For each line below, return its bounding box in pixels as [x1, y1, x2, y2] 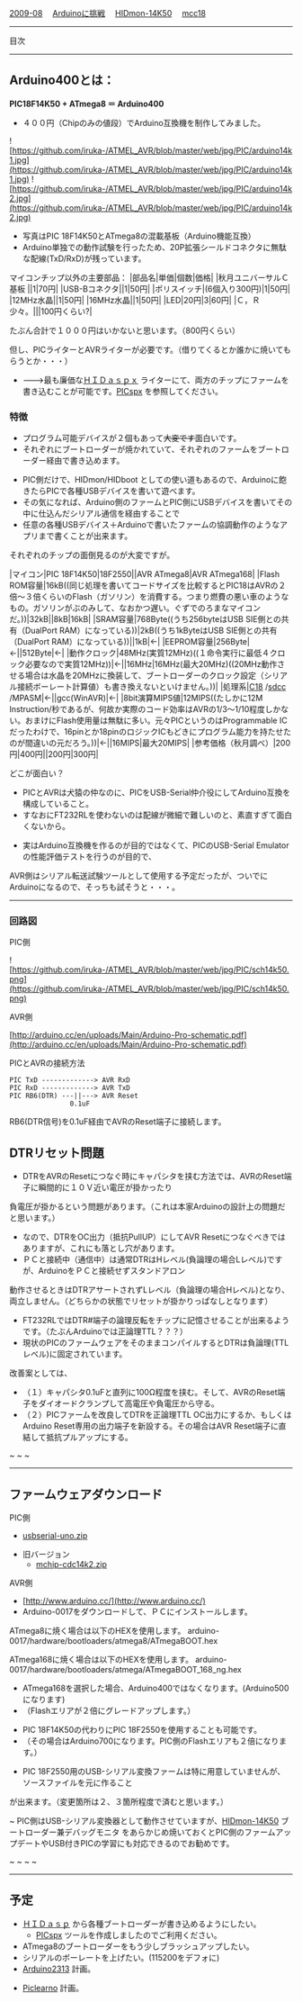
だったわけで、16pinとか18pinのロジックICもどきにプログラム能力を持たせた [9, 726, 292, 737]
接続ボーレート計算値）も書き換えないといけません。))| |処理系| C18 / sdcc [16, 681, 287, 692]
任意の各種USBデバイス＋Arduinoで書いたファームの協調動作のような [22, 519, 280, 530]
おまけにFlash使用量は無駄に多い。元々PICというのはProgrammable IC [24, 715, 288, 726]
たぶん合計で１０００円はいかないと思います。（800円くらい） [9, 325, 240, 336]
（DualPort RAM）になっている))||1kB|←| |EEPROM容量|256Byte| [9, 636, 250, 647]
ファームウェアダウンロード [9, 1486, 164, 1501]
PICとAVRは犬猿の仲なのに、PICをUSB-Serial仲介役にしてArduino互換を [22, 787, 290, 798]
